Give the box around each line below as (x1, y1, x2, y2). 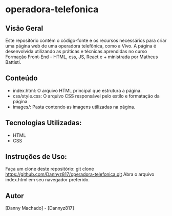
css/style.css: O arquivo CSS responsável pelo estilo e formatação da (12, 93, 160, 99)
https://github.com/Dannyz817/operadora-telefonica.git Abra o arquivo (5, 171, 155, 177)
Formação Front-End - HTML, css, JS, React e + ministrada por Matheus (5, 54, 158, 60)
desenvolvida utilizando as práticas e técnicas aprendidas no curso (5, 49, 147, 54)
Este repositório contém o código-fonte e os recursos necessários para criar (5, 37, 167, 43)
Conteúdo (5, 74, 38, 83)
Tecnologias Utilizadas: (5, 118, 82, 127)
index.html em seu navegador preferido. (5, 177, 90, 183)
